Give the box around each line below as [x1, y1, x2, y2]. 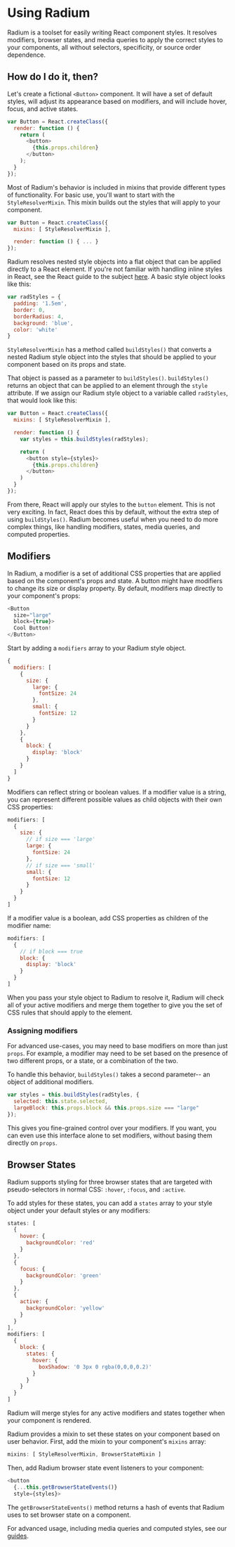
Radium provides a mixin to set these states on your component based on [7, 1430, 220, 1438]
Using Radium [7, 5, 90, 21]
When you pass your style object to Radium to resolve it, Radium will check [7, 993, 224, 1002]
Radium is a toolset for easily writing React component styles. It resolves [7, 28, 217, 37]
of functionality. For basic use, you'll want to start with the [7, 190, 175, 199]
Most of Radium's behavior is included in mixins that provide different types [7, 183, 226, 191]
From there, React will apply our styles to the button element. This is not [7, 500, 215, 509]
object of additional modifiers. [7, 1078, 94, 1086]
